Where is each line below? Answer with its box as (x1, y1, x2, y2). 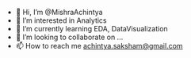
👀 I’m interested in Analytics (15, 16, 107, 25)
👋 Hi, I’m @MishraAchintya (15, 8, 103, 16)
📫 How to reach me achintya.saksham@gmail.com (15, 42, 184, 50)
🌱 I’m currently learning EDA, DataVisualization (15, 24, 168, 33)
